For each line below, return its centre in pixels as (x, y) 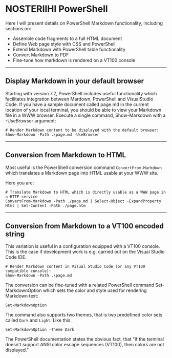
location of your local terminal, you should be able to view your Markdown (83, 110)
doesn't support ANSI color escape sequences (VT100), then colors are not (85, 345)
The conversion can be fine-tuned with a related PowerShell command (80, 285)
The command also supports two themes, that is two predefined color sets (84, 315)
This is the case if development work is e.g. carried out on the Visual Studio (85, 252)
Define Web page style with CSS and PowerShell (64, 44)
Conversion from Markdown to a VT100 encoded (84, 226)
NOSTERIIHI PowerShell (57, 9)
